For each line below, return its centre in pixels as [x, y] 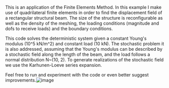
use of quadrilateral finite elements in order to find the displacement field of [84, 13]
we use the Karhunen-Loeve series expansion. [54, 65]
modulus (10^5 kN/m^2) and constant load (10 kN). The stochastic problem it [85, 44]
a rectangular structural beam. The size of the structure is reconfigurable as [84, 18]
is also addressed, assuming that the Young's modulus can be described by [84, 49]
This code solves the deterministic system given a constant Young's [76, 38]
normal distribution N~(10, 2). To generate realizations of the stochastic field [84, 60]
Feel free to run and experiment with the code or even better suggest [77, 75]
